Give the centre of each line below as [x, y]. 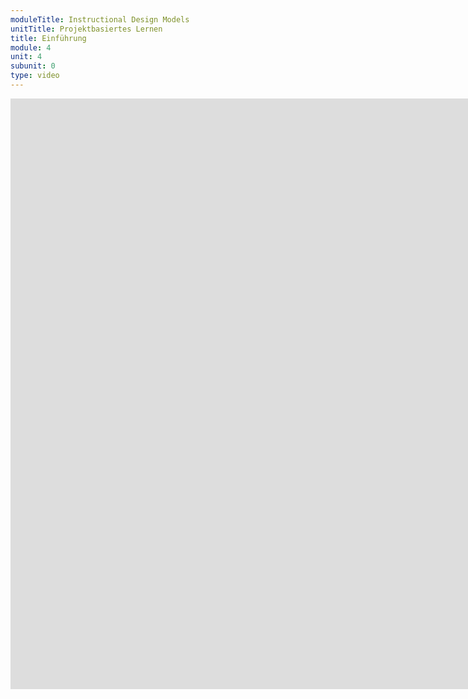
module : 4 [31, 47]
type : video [35, 76]
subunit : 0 [33, 66]
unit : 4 [26, 57]
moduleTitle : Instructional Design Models [100, 19]
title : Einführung [48, 38]
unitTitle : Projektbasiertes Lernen [86, 29]
